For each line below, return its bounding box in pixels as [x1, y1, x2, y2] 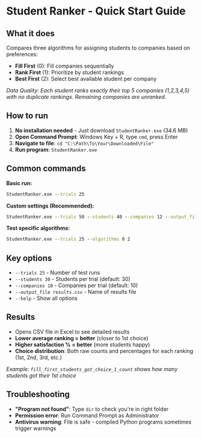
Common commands [6, 163, 86, 174]
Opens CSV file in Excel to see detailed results [14, 328, 130, 335]
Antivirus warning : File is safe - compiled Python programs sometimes [14, 418, 192, 425]
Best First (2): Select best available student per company [14, 75, 157, 82]
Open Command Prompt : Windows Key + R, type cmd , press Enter [14, 133, 179, 140]
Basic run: [6, 179, 32, 186]
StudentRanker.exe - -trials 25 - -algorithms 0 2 [6, 236, 130, 243]
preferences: [6, 51, 38, 58]
